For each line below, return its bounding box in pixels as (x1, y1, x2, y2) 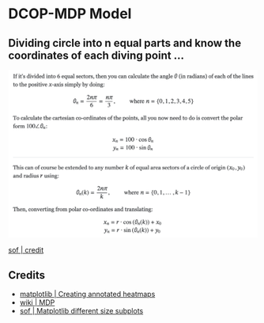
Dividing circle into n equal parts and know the (8, 36, 242, 50)
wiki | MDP (19, 298, 55, 307)
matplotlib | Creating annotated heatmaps (19, 289, 156, 298)
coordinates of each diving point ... (8, 48, 184, 62)
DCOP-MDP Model (8, 5, 132, 23)
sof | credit (8, 245, 44, 255)
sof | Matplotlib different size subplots (19, 306, 144, 315)
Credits (8, 268, 46, 282)
